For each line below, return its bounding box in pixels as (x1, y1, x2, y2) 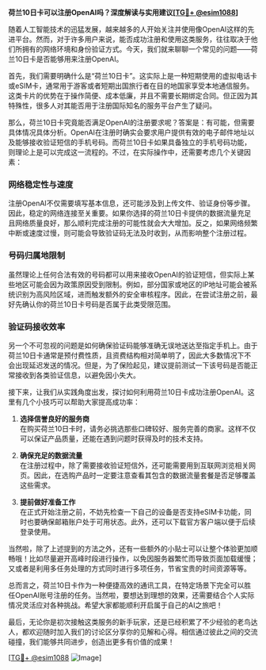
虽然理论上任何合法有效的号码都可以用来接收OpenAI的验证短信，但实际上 (8, 270, 248, 279)
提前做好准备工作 (19, 497, 76, 507)
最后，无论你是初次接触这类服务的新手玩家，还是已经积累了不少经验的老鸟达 (8, 617, 258, 626)
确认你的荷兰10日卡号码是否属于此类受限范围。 (21, 299, 176, 308)
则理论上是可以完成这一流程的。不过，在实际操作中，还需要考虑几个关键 (8, 147, 244, 157)
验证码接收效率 (8, 321, 66, 332)
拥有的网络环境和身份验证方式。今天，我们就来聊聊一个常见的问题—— (21, 44, 251, 54)
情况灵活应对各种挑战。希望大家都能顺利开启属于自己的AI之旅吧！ (8, 600, 223, 610)
